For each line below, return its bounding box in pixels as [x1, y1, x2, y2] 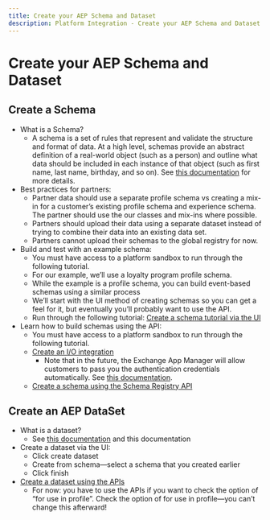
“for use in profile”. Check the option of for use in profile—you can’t [31, 494, 256, 504]
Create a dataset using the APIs [19, 477, 125, 487]
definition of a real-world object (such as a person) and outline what [31, 150, 258, 159]
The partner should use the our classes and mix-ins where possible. [31, 210, 258, 220]
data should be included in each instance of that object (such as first [31, 159, 260, 168]
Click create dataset [31, 452, 99, 461]
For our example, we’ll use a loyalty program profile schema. [31, 270, 232, 279]
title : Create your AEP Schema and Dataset [8, 11, 157, 20]
